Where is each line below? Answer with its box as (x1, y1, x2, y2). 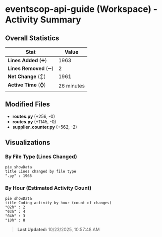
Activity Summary (5, 14, 82, 25)
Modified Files (5, 100, 51, 109)
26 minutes (58, 82, 85, 89)
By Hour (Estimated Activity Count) (5, 185, 92, 192)
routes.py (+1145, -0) (12, 118, 56, 125)
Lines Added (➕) (7, 57, 47, 64)
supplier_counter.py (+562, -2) (12, 124, 77, 130)
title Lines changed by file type (5, 169, 77, 174)
